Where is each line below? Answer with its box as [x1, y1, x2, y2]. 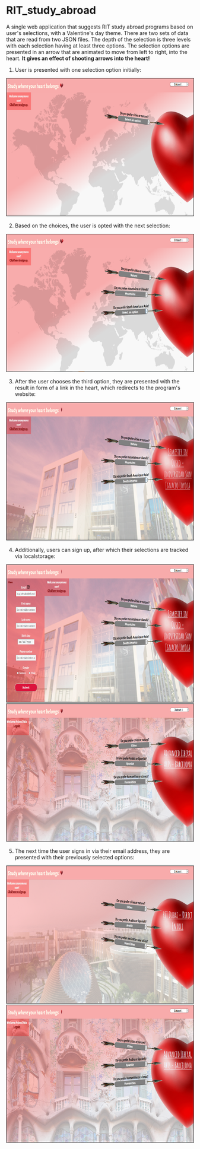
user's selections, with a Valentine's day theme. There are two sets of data [6, 29, 189, 36]
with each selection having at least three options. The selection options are [6, 42, 190, 49]
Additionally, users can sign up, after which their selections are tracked [14, 546, 189, 553]
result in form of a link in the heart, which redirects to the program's [14, 384, 181, 391]
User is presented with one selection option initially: [14, 66, 141, 73]
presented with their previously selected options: [14, 853, 135, 861]
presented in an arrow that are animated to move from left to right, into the [6, 48, 188, 55]
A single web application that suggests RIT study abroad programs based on [6, 23, 193, 30]
